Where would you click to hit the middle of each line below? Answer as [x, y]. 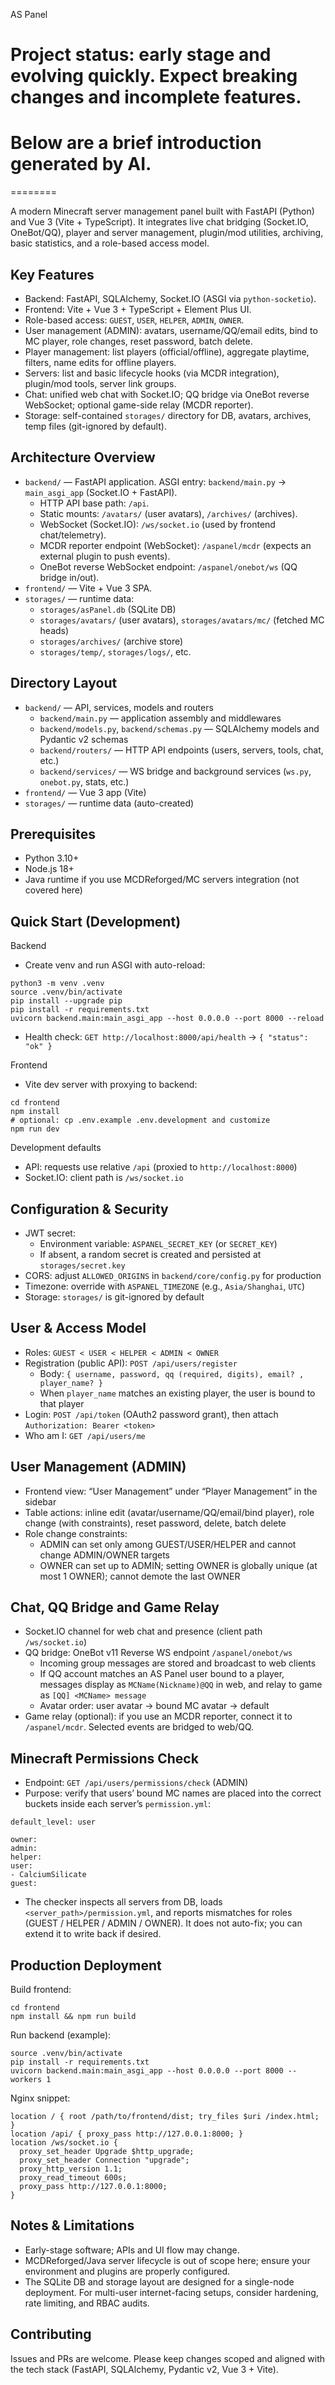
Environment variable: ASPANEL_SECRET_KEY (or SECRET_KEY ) [158, 1243]
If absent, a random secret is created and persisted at [150, 1254]
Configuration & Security [89, 1209]
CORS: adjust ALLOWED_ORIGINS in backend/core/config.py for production [173, 1275]
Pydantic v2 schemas [84, 739]
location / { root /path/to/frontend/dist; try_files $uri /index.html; [165, 2117]
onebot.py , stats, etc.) [84, 781]
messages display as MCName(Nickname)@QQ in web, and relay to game [181, 1685]
